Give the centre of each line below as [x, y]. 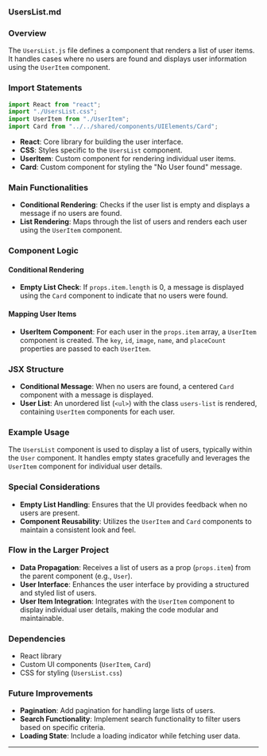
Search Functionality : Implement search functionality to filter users [130, 719]
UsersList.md [35, 12]
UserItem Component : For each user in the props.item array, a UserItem [138, 331]
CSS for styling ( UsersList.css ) [71, 673]
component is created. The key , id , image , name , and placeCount [123, 340]
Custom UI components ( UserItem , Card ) [85, 665]
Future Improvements [51, 693]
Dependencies [37, 638]
